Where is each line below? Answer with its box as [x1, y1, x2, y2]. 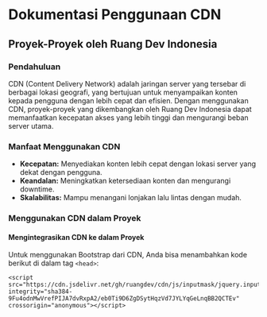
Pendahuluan [8, 61, 61, 72]
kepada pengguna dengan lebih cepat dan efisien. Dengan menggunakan [8, 95, 249, 105]
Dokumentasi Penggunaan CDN [8, 6, 222, 24]
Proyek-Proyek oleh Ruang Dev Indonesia [8, 37, 218, 51]
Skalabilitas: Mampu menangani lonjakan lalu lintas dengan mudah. [19, 193, 242, 203]
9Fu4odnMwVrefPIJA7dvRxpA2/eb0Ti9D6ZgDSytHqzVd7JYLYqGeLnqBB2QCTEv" [8, 295, 240, 303]
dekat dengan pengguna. [19, 168, 103, 177]
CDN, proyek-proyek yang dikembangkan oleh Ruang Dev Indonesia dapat [8, 104, 252, 114]
